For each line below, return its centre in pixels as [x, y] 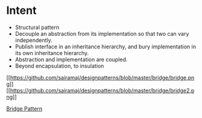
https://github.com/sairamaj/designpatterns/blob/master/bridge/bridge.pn [102, 77]
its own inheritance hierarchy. [52, 53]
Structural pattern [37, 27]
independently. [34, 40]
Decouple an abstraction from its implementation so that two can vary [102, 33]
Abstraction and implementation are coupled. [71, 59]
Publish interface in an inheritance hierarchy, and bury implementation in [106, 47]
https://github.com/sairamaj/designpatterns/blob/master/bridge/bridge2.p [102, 90]
